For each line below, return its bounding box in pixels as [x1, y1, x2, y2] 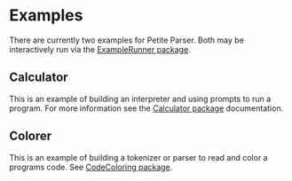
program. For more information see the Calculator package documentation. [9, 103, 284, 114]
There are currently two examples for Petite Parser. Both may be [9, 35, 244, 45]
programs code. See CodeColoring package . [9, 161, 173, 172]
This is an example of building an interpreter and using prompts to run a [9, 93, 272, 104]
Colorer [9, 129, 52, 144]
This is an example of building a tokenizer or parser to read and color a [9, 152, 268, 162]
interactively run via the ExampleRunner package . [9, 43, 191, 54]
